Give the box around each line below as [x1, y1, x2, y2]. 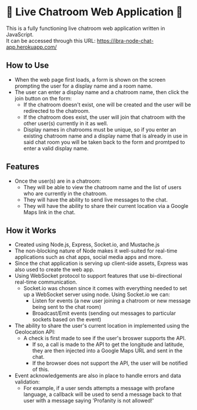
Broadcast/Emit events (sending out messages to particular [32, 310, 176, 317]
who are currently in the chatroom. [23, 190, 108, 197]
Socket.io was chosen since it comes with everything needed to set [23, 285, 187, 292]
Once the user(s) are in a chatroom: [14, 177, 101, 184]
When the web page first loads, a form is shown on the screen [14, 76, 166, 83]
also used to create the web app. [14, 266, 95, 273]
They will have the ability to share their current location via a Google [23, 202, 189, 209]
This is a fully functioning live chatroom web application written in [6, 25, 165, 32]
